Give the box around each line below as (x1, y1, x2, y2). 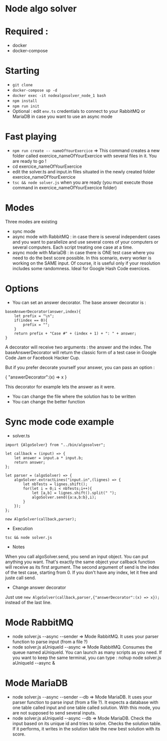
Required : (5, 26, 49, 37)
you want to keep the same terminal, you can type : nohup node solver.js (12, 655, 162, 661)
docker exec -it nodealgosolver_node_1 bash (12, 93, 106, 98)
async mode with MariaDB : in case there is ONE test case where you (12, 249, 155, 255)
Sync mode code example (5, 416, 114, 427)
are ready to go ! (12, 158, 47, 164)
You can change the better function (12, 398, 85, 404)
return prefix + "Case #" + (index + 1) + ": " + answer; (14, 331, 137, 336)
